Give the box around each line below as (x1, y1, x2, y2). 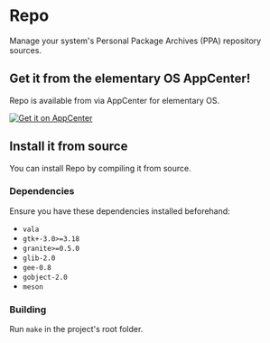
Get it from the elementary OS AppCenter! (9, 71, 251, 87)
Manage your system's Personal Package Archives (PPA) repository (9, 35, 262, 46)
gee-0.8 (22, 263, 51, 272)
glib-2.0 (22, 254, 56, 263)
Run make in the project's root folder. (9, 324, 144, 335)
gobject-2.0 (22, 273, 68, 282)
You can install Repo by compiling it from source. (9, 162, 191, 173)
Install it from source (9, 139, 128, 154)
